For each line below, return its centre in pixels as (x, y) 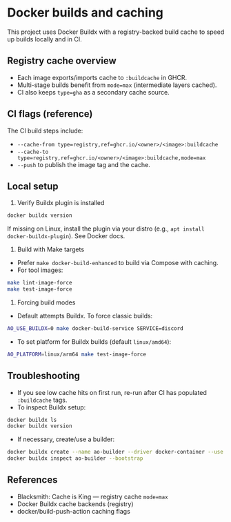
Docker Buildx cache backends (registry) (75, 504)
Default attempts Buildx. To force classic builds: (85, 316)
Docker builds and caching (86, 13)
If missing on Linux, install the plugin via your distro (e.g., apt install (106, 229)
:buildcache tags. (42, 400)
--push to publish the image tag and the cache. (83, 164)
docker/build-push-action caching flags (74, 511)
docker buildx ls (32, 420)
